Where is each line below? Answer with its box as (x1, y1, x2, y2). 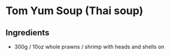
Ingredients (5, 28, 50, 38)
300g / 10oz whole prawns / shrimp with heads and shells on (14, 43, 165, 50)
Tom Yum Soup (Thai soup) (5, 4, 144, 18)
